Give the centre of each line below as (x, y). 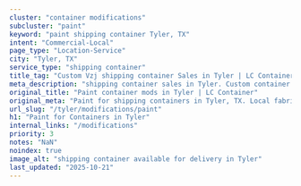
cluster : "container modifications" (77, 17)
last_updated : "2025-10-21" (62, 167)
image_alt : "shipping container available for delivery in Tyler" (136, 159)
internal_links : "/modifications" (74, 126)
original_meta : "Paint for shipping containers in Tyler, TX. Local (140, 101)
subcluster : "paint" (48, 26)
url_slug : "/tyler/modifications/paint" (86, 109)
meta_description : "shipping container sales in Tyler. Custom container (150, 84)
